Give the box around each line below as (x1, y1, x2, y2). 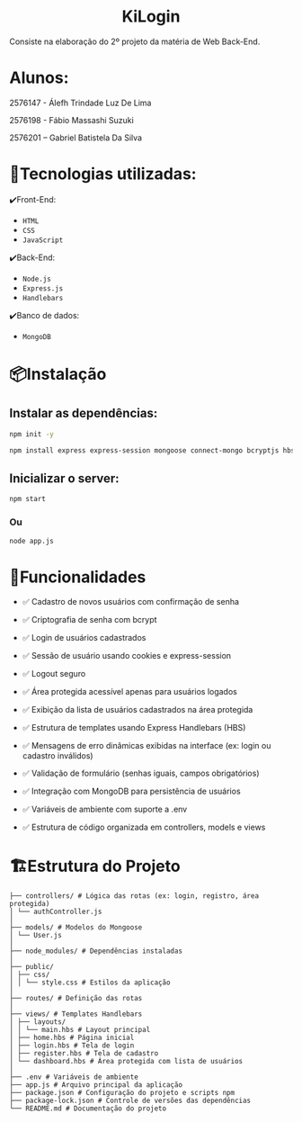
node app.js (9, 536, 54, 545)
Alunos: (9, 67, 69, 88)
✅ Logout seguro (22, 669, 86, 679)
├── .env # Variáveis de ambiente (9, 1073, 139, 1082)
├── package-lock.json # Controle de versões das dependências (9, 1096, 252, 1106)
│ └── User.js (9, 931, 63, 940)
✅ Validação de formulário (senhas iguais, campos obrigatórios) (22, 767, 260, 779)
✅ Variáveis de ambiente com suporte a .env (22, 803, 188, 815)
